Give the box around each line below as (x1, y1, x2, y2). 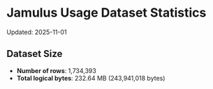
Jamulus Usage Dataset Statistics (6, 5, 207, 21)
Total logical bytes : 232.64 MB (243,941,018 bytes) (16, 74, 166, 82)
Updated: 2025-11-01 (6, 28, 67, 36)
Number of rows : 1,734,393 (16, 66, 97, 74)
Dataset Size (6, 48, 63, 60)
